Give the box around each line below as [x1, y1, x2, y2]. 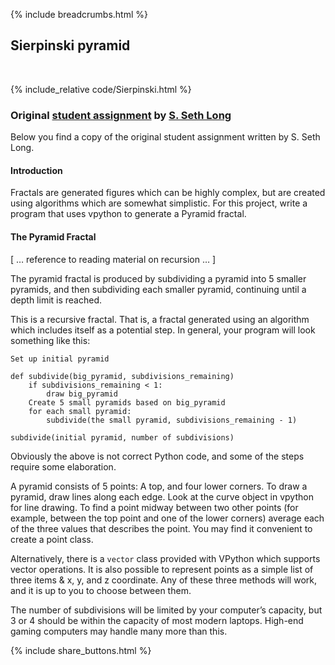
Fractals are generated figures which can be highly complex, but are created [10, 187, 326, 199]
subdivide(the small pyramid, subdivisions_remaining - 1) [46, 415, 298, 425]
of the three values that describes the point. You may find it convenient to [10, 522, 313, 534]
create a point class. [10, 533, 94, 545]
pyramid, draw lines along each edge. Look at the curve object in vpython [10, 490, 314, 503]
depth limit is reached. [10, 294, 103, 306]
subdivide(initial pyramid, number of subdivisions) [10, 432, 235, 443]
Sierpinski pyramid [10, 37, 131, 54]
